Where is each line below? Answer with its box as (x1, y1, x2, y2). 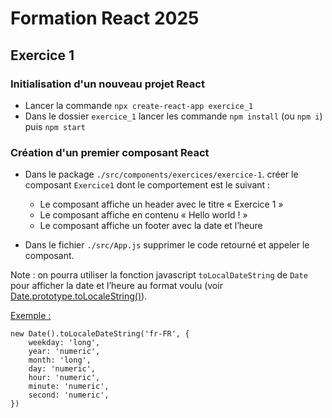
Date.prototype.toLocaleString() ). (10, 290, 148, 302)
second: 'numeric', (28, 390, 110, 401)
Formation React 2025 (10, 7, 200, 30)
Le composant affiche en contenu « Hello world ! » (39, 209, 248, 221)
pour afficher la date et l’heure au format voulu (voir (10, 280, 223, 292)
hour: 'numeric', (28, 373, 101, 383)
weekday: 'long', (28, 338, 101, 348)
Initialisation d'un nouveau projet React (10, 77, 205, 91)
